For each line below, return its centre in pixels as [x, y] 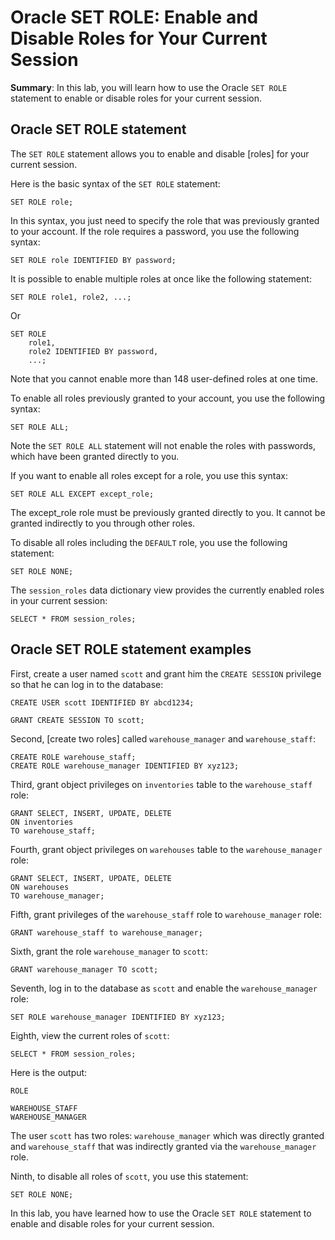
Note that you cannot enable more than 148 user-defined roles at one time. [164, 378]
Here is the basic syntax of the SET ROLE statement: [115, 183]
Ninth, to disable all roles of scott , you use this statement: [129, 1176]
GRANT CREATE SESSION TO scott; [77, 720]
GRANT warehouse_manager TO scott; [84, 969]
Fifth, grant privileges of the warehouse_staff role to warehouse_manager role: [166, 914]
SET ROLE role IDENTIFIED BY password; [93, 260]
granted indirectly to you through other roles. [103, 523]
